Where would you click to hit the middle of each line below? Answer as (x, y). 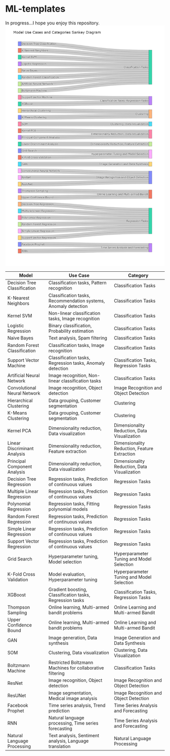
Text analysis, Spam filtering (78, 338)
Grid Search (20, 559)
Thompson (19, 607)
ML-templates (35, 9)
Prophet (16, 711)
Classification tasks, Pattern (77, 283)
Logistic (16, 326)
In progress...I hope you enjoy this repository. (52, 23)
